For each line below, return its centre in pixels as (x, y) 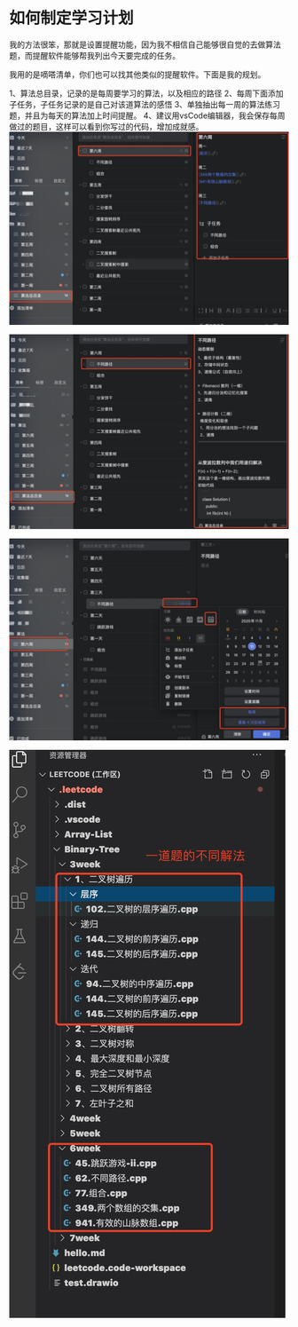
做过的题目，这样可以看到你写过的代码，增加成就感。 (106, 126)
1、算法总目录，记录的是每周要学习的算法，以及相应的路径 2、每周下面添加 (146, 93)
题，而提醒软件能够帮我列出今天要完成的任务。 (94, 55)
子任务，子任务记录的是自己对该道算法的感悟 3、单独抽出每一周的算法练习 (145, 104)
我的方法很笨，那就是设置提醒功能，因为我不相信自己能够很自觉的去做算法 (145, 44)
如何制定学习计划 (72, 18)
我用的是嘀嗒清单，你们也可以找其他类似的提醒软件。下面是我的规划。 (137, 74)
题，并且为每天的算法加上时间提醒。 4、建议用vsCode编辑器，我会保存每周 (147, 115)
